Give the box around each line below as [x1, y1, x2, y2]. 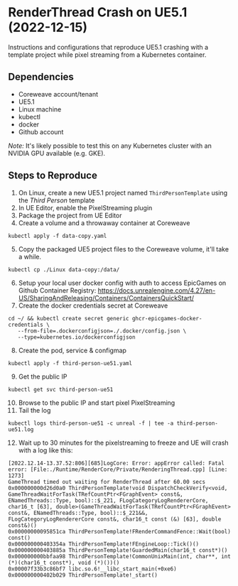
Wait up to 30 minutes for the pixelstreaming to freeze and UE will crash [18, 438, 229, 447]
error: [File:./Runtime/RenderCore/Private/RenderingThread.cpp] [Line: [8, 466, 228, 473]
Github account [18, 127, 64, 136]
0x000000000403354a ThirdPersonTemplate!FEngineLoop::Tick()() [8, 541, 200, 548]
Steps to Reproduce [8, 170, 98, 182]
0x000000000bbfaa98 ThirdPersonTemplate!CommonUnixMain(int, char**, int [8, 553, 232, 560]
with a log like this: [18, 445, 73, 455]
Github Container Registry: [18, 286, 97, 295]
